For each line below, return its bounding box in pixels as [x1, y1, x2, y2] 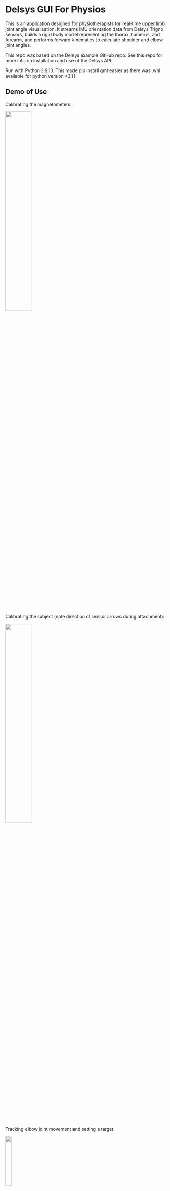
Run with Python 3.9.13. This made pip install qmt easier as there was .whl [5, 67, 161, 74]
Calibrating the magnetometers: [5, 101, 72, 107]
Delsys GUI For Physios [5, 4, 106, 15]
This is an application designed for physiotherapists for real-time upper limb [5, 20, 165, 27]
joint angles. [5, 42, 31, 48]
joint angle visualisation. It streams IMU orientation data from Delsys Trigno [5, 26, 163, 32]
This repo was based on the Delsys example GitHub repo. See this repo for [5, 52, 163, 58]
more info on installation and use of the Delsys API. [5, 57, 113, 63]
